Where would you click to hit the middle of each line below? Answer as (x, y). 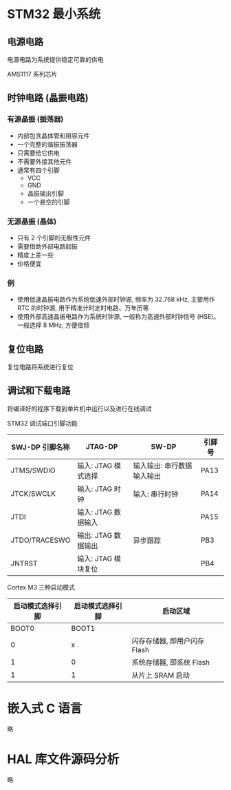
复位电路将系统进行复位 (40, 367)
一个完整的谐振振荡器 (47, 144)
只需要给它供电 (38, 153)
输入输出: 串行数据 (163, 466)
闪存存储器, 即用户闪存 (168, 641)
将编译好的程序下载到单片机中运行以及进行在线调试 (79, 408)
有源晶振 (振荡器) (35, 119)
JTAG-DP (102, 446)
